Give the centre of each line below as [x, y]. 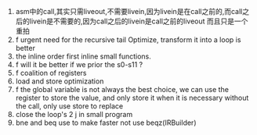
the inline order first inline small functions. [83, 56]
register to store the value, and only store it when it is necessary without [132, 98]
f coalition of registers [51, 73]
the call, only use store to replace [69, 106]
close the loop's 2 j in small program [74, 114]
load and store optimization [60, 81]
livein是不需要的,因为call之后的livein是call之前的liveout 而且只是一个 [139, 21]
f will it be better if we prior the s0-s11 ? [79, 64]
